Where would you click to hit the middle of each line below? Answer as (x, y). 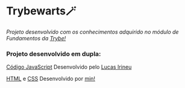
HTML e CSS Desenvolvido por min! (51, 79)
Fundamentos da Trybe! (36, 38)
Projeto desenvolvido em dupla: (54, 54)
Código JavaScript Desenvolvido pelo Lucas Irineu (69, 67)
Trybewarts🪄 (41, 11)
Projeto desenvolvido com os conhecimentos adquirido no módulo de (92, 32)
